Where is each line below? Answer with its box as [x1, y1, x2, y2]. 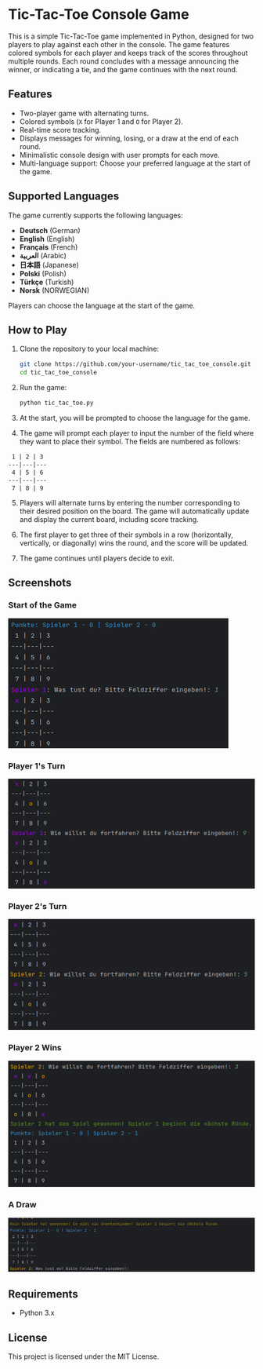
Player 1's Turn [8, 760, 66, 771]
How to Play [8, 323, 68, 337]
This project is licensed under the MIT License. [8, 1352, 160, 1361]
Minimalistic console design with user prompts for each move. [19, 150, 221, 159]
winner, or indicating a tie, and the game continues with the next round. [8, 64, 238, 74]
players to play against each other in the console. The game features [8, 39, 230, 49]
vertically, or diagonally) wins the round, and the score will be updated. [19, 538, 249, 547]
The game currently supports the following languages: [8, 210, 183, 220]
